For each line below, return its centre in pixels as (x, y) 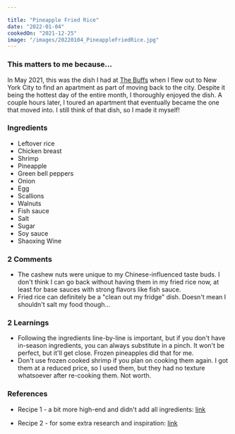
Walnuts (29, 203)
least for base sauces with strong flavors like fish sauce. (99, 289)
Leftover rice (36, 143)
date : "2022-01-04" (36, 26)
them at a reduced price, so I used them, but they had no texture (111, 368)
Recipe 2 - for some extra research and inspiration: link (97, 423)
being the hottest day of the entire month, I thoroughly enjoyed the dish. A (115, 95)
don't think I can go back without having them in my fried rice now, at (118, 282)
